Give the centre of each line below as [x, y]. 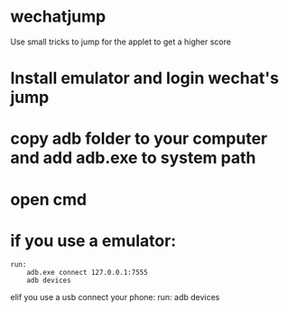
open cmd [49, 199]
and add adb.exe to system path [133, 158]
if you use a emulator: [93, 240]
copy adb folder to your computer [139, 139]
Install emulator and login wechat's [144, 78]
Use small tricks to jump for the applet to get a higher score [121, 42]
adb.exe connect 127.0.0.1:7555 [87, 273]
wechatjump [58, 17]
